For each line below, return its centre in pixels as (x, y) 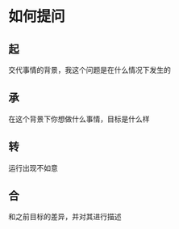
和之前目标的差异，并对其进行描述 (65, 217)
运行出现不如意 (33, 168)
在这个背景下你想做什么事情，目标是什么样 (79, 119)
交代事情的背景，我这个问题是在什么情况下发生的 (89, 70)
